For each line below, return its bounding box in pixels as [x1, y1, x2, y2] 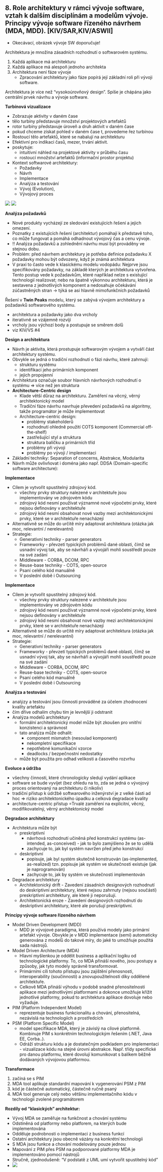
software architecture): [12, 465, 59, 471]
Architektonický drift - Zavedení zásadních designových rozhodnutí [19, 882, 155, 888]
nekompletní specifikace [26, 740, 76, 746]
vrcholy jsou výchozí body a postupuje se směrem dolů [12, 322, 123, 328]
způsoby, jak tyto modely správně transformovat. [19, 963, 119, 969]
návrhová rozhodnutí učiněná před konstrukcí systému [26, 835, 137, 841]
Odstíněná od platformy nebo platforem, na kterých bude [12, 1120, 127, 1126]
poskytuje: [12, 144, 34, 150]
